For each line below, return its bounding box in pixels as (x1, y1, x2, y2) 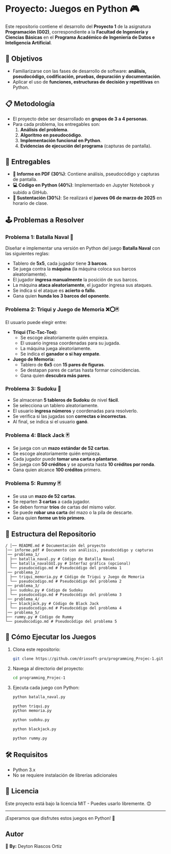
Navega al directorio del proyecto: (12, 665, 84, 672)
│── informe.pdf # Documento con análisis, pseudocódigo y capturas (5, 548, 154, 553)
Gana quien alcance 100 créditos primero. (12, 466, 102, 473)
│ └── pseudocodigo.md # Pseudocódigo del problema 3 (5, 592, 122, 598)
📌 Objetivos (5, 55, 43, 63)
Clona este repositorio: (12, 646, 61, 652)
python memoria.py (12, 708, 52, 713)
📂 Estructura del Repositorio (5, 529, 96, 538)
